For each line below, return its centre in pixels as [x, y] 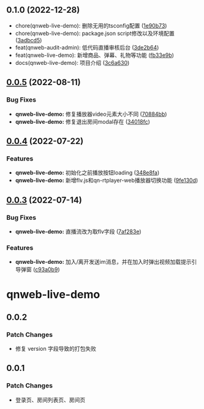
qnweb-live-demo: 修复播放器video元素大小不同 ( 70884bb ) [91, 114]
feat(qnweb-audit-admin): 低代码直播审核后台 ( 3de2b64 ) [87, 47]
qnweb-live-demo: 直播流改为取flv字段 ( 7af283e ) [78, 231]
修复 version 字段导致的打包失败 [56, 349]
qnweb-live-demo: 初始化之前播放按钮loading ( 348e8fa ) [87, 173]
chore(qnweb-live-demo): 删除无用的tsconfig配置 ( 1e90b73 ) [91, 25]
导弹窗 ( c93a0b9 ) [37, 269]
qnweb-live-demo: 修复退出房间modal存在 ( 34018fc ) [82, 121]
